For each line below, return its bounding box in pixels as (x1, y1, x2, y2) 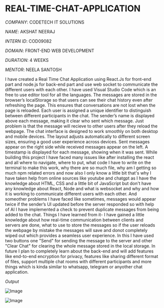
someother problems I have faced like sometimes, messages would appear (5, 196, 156, 202)
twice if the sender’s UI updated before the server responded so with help (5, 201, 154, 207)
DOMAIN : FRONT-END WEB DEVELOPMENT (5, 48, 94, 53)
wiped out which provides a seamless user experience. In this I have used (5, 232, 154, 238)
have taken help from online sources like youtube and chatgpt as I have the (5, 175, 157, 181)
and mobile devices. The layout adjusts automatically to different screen (5, 133, 150, 139)
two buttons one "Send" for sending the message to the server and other (5, 237, 153, 243)
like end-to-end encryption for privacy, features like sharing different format (5, 253, 158, 259)
